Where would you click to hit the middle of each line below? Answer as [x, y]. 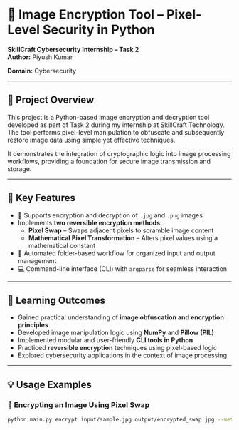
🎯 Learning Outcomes [56, 300]
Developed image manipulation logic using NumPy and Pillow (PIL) [116, 333]
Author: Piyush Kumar [40, 57]
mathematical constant [62, 245]
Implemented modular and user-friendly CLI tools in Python [105, 340]
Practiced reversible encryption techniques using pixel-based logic [117, 348]
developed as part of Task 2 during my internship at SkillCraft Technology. [116, 125]
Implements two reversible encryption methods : [90, 222]
